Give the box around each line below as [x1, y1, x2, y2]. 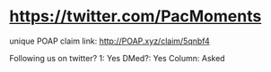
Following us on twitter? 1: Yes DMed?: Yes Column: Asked [9, 52, 226, 63]
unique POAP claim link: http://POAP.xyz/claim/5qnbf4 [9, 36, 210, 46]
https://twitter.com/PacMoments [9, 6, 262, 27]
